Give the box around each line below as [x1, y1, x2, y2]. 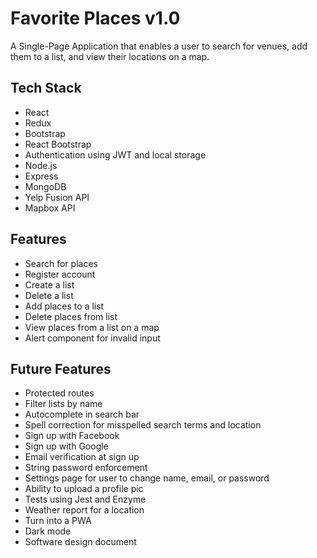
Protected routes [24, 387, 95, 399]
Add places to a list [24, 300, 105, 312]
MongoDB [24, 180, 67, 192]
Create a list [24, 278, 75, 291]
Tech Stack [10, 80, 82, 97]
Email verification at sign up [24, 451, 140, 463]
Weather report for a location [24, 504, 145, 516]
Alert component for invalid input [24, 332, 161, 344]
